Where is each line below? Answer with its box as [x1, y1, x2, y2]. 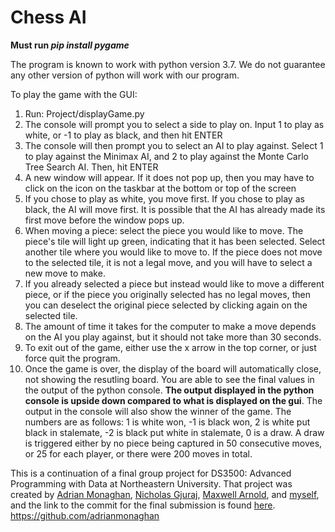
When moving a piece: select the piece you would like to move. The [24, 224, 304, 236]
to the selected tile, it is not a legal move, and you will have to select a [24, 256, 313, 268]
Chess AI [10, 6, 87, 29]
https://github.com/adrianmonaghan [10, 509, 160, 521]
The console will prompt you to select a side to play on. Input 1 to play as [24, 118, 325, 130]
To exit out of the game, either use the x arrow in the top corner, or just [24, 341, 317, 353]
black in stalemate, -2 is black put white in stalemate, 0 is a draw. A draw [24, 426, 325, 438]
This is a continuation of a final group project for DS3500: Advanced [10, 467, 292, 479]
